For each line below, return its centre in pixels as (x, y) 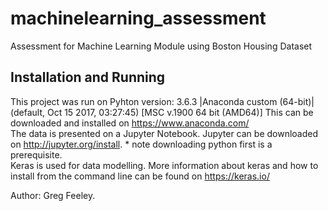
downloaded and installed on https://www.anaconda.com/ (130, 123)
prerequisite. (36, 154)
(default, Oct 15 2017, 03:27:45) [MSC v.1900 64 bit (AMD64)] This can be (162, 112)
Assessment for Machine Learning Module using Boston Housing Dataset (161, 46)
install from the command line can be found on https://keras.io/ (140, 176)
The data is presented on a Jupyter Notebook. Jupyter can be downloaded (164, 133)
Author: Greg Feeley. (53, 195)
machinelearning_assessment (138, 18)
